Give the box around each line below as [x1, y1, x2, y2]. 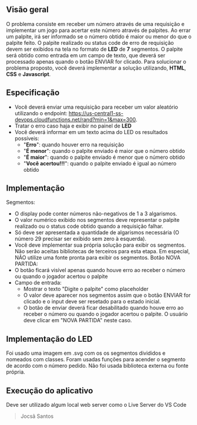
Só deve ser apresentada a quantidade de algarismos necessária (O [14, 229, 179, 236]
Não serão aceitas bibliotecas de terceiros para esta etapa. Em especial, [14, 248, 190, 255]
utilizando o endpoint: [14, 109, 68, 117]
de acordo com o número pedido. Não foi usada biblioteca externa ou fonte [6, 362, 189, 370]
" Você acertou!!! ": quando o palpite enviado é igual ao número [23, 159, 176, 167]
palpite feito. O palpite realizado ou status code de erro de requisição [6, 39, 174, 46]
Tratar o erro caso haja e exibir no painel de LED [14, 122, 132, 129]
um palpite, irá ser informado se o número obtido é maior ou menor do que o [6, 32, 192, 40]
